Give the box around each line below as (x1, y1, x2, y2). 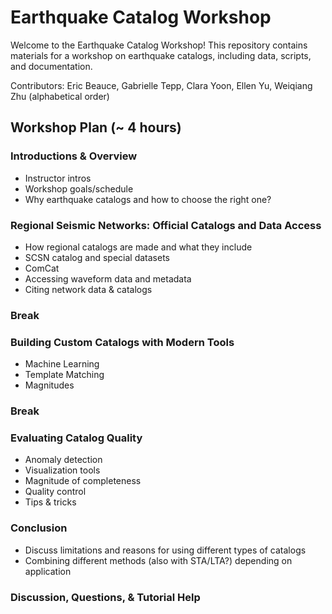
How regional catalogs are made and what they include (24, 241, 253, 253)
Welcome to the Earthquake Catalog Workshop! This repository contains (10, 39, 308, 51)
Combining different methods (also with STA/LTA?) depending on (24, 554, 293, 566)
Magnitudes (24, 379, 75, 391)
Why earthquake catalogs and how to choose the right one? (24, 193, 272, 205)
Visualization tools (24, 464, 101, 476)
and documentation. (10, 60, 93, 72)
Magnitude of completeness (24, 475, 142, 487)
